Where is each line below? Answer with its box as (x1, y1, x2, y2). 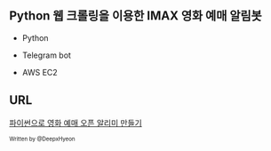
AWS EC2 (21, 67, 58, 77)
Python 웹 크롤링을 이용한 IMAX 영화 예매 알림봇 (9, 8, 262, 24)
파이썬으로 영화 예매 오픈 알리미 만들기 (9, 117, 142, 128)
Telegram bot (21, 50, 71, 60)
